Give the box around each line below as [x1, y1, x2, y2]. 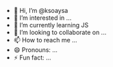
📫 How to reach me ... [13, 36, 77, 44]
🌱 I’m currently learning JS [13, 21, 89, 29]
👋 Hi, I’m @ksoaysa [13, 7, 68, 14]
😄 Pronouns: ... [13, 46, 58, 54]
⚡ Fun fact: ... [13, 53, 51, 62]
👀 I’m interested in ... [13, 14, 72, 22]
